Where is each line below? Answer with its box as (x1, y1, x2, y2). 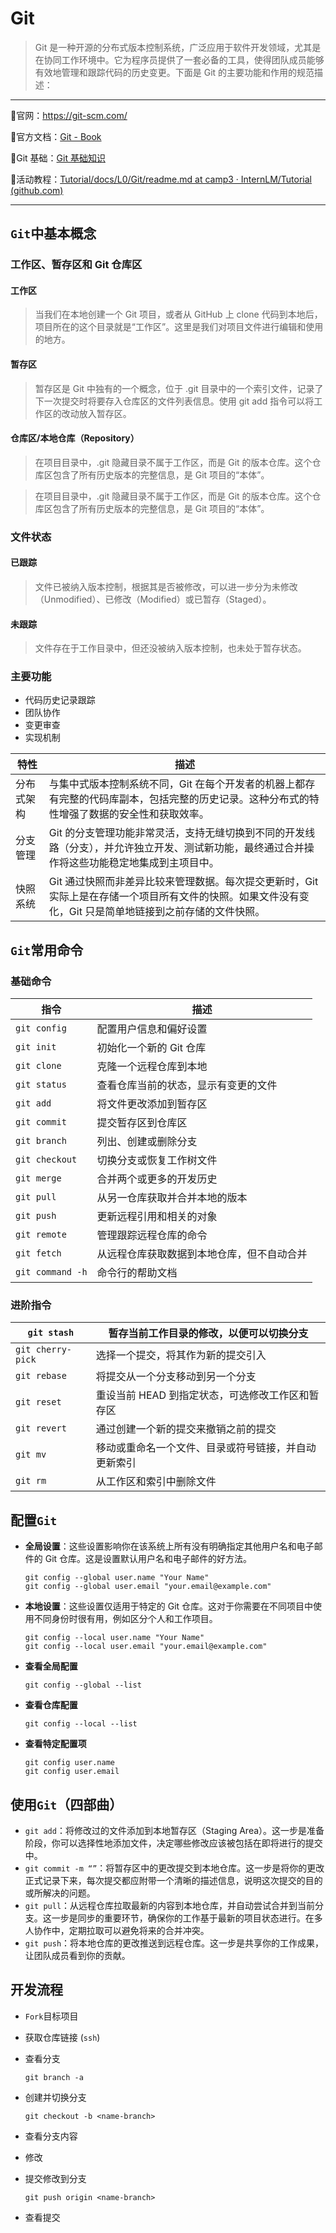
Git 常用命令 (10, 942, 84, 959)
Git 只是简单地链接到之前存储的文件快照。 (68, 905, 266, 919)
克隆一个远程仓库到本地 (96, 1060, 208, 1074)
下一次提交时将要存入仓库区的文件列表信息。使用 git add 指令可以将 (34, 395, 315, 407)
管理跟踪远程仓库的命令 (96, 1228, 208, 1242)
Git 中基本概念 (10, 225, 97, 242)
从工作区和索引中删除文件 (95, 1475, 217, 1489)
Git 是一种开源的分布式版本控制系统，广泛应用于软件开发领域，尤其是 (34, 41, 322, 53)
